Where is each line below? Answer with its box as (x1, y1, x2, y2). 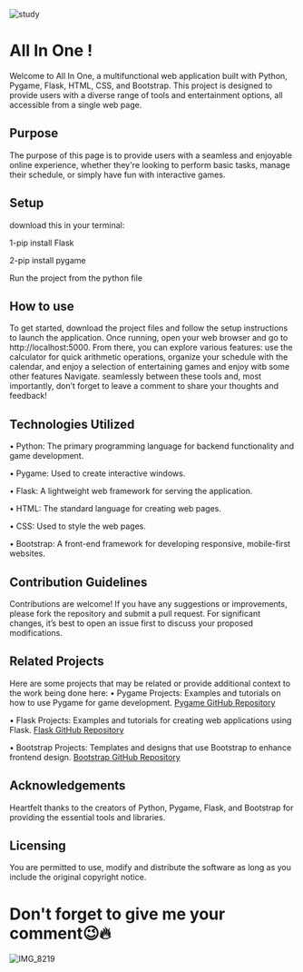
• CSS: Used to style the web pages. (9, 521, 147, 531)
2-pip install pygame (9, 254, 86, 265)
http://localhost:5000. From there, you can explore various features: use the (9, 342, 293, 353)
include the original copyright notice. (9, 872, 147, 883)
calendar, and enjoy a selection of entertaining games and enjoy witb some (9, 362, 290, 372)
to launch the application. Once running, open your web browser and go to (9, 332, 288, 343)
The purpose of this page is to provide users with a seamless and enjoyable (9, 150, 293, 161)
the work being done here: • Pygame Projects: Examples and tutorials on (9, 687, 281, 699)
